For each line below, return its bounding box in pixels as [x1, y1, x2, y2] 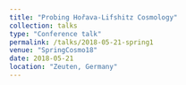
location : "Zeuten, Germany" [9, 63, 118, 72]
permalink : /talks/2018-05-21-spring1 [9, 37, 154, 47]
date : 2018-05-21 [9, 54, 74, 63]
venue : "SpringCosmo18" [9, 46, 98, 55]
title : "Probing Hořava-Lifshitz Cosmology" [9, 12, 178, 22]
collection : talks [9, 21, 78, 30]
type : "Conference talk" [9, 29, 102, 38]
